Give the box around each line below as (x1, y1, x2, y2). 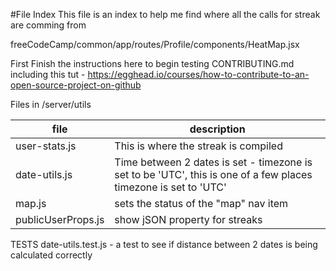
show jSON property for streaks (114, 213, 263, 226)
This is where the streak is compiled (114, 139, 283, 153)
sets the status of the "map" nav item (114, 197, 289, 210)
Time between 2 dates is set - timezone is (114, 155, 313, 169)
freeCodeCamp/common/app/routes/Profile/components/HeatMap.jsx (10, 39, 300, 50)
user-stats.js (15, 139, 77, 153)
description (189, 122, 246, 136)
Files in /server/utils (10, 99, 92, 110)
